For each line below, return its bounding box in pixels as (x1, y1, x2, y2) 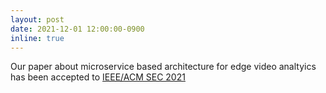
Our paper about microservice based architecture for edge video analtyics (10, 61, 317, 73)
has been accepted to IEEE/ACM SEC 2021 (10, 71, 186, 83)
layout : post (10, 14, 65, 25)
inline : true (10, 33, 65, 43)
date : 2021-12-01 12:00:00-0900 (10, 24, 145, 34)
